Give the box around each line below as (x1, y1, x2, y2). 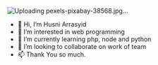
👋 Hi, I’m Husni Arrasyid (17, 20, 87, 28)
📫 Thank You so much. (17, 50, 86, 59)
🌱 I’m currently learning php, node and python (17, 35, 152, 43)
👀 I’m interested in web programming (17, 28, 126, 36)
